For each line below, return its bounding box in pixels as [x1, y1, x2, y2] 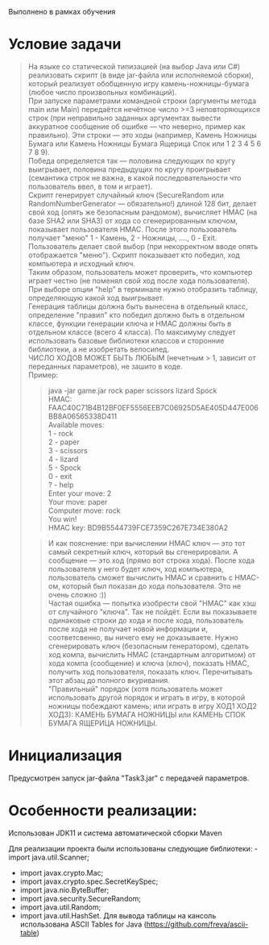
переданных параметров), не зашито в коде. [27, 361, 183, 371]
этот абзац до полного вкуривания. [48, 675, 171, 685]
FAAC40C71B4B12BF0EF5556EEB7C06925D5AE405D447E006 [48, 402, 259, 412]
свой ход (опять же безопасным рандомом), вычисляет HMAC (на [27, 207, 258, 217]
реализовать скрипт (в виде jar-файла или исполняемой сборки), [27, 70, 254, 80]
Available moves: [48, 419, 105, 430]
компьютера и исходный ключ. [27, 258, 135, 269]
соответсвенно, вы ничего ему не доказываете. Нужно [48, 632, 239, 642]
